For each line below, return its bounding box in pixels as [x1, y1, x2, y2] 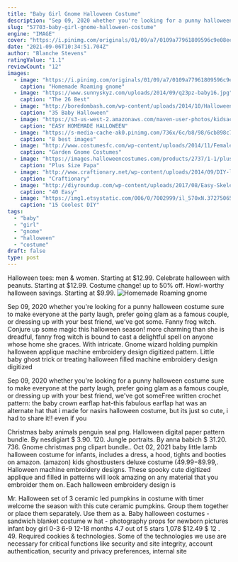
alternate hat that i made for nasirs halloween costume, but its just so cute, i [7, 407, 229, 415]
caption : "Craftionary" [20, 175, 91, 182]
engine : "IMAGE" [7, 30, 55, 38]
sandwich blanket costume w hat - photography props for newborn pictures [7, 517, 229, 525]
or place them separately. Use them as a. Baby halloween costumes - [7, 510, 210, 517]
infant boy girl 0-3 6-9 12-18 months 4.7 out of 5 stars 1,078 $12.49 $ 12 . [7, 524, 221, 532]
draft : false [7, 247, 46, 255]
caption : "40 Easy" [20, 189, 78, 196]
